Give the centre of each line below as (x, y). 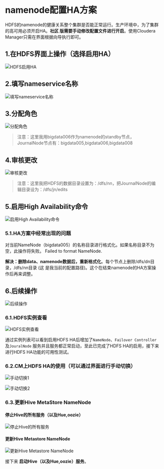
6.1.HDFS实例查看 (26, 318)
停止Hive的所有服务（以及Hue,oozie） (44, 415)
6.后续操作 (21, 291)
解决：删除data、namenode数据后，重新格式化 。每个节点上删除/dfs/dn (78, 262)
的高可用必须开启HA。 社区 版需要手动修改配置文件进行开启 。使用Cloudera (80, 31)
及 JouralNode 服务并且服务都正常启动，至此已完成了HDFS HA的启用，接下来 (82, 346)
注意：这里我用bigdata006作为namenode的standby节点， (76, 137)
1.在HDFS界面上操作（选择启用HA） (60, 54)
